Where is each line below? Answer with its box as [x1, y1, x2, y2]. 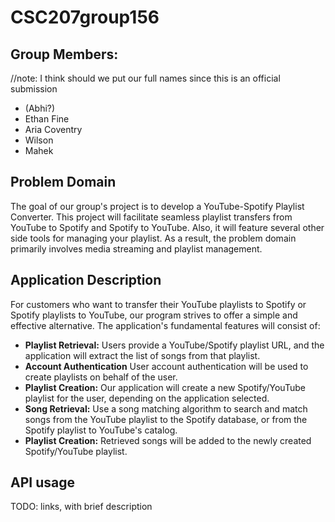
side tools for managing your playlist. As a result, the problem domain [10, 232, 297, 244]
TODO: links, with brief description [10, 501, 153, 513]
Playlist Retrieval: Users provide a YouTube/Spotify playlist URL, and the [24, 339, 325, 351]
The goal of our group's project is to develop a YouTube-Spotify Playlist [10, 200, 305, 212]
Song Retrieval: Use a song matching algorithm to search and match [24, 402, 308, 415]
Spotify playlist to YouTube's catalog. [24, 424, 178, 436]
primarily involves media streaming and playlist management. [10, 242, 263, 255]
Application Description [10, 272, 162, 289]
